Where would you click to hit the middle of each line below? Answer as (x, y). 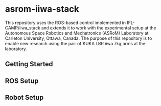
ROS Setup (22, 81)
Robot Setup (24, 97)
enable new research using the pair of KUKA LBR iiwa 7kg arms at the (75, 43)
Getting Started (29, 64)
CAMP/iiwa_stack (23, 27)
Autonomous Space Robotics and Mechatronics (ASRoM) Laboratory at (77, 33)
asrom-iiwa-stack (42, 9)
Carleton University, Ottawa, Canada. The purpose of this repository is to (79, 38)
